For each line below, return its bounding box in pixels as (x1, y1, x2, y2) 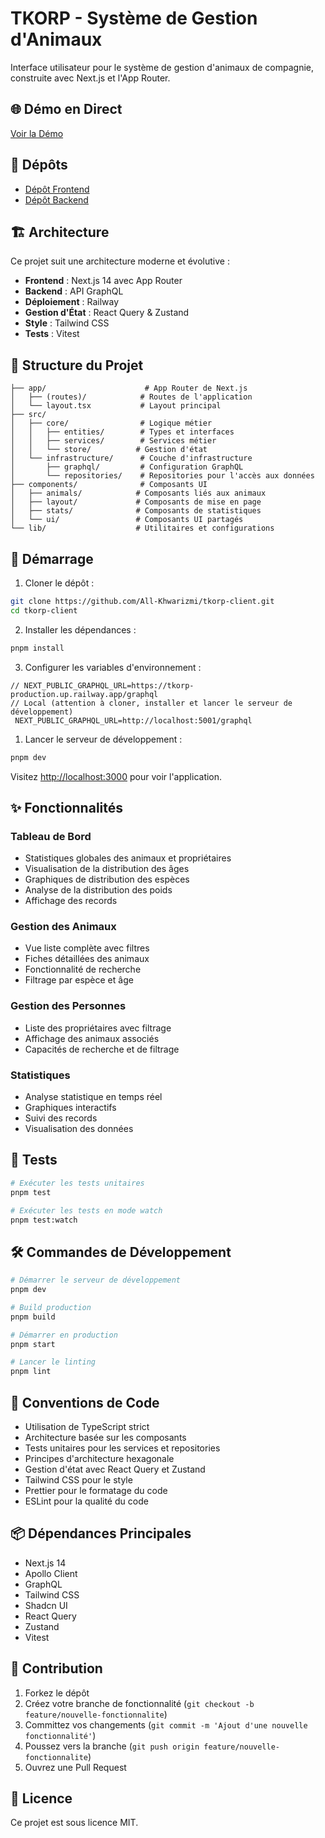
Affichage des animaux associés (24, 1032, 160, 1044)
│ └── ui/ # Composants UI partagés (10, 515, 244, 525)
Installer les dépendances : (24, 623, 137, 636)
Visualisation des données (24, 1123, 134, 1135)
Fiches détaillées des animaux (24, 953, 150, 965)
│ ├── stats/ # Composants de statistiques (10, 506, 262, 516)
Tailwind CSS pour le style (24, 1474, 133, 1486)
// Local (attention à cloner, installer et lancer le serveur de (10, 698, 293, 708)
